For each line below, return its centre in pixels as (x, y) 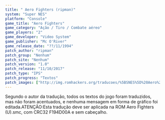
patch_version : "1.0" (27, 64)
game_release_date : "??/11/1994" (39, 46)
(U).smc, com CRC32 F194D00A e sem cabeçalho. (56, 112)
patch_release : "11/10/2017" (35, 69)
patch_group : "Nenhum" (28, 55)
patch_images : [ (22, 82)
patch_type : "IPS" (24, 73)
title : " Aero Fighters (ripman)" (41, 10)
